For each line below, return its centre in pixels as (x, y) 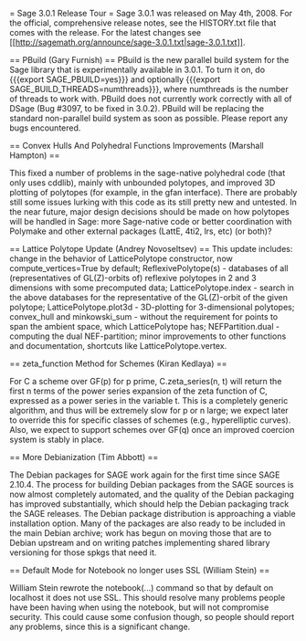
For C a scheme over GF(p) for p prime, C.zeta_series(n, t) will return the (146, 381)
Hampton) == (35, 155)
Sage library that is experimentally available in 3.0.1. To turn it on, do (137, 69)
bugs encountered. (45, 128)
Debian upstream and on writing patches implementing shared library (140, 543)
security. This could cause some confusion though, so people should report (152, 617)
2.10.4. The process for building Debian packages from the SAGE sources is (152, 484)
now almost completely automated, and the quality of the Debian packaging (152, 494)
